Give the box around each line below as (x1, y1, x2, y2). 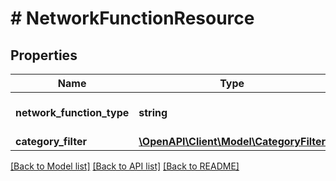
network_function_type (15, 106, 130, 119)
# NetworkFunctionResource (10, 7, 255, 30)
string (138, 106, 168, 119)
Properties (10, 47, 78, 64)
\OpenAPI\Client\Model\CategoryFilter (138, 135, 327, 148)
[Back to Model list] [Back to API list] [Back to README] (10, 160, 240, 172)
